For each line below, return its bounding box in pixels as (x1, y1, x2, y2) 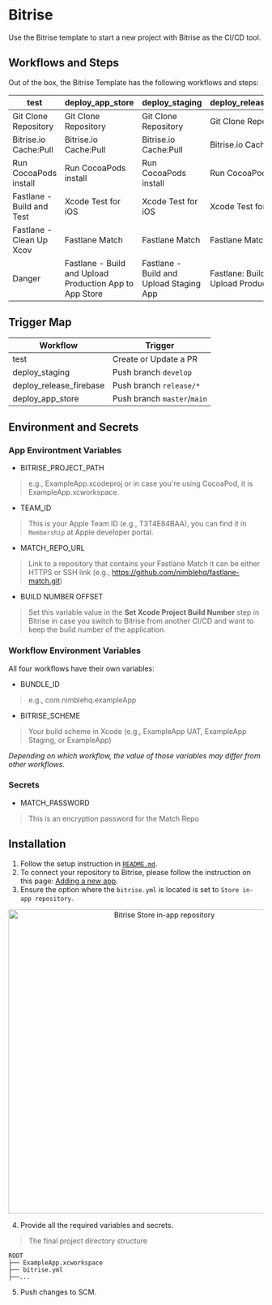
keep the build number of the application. (28, 625, 166, 634)
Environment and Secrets (8, 420, 139, 434)
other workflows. (8, 759, 65, 769)
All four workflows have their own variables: (8, 663, 155, 673)
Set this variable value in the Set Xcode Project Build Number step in (28, 607, 260, 617)
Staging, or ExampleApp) (28, 735, 112, 745)
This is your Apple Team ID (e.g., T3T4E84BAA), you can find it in (28, 519, 247, 529)
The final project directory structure (28, 1235, 148, 1246)
